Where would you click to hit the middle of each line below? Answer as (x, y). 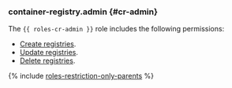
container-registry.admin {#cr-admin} (83, 12)
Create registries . (48, 44)
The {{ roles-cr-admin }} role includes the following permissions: (116, 29)
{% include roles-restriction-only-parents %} (81, 76)
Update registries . (49, 53)
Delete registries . (47, 60)
